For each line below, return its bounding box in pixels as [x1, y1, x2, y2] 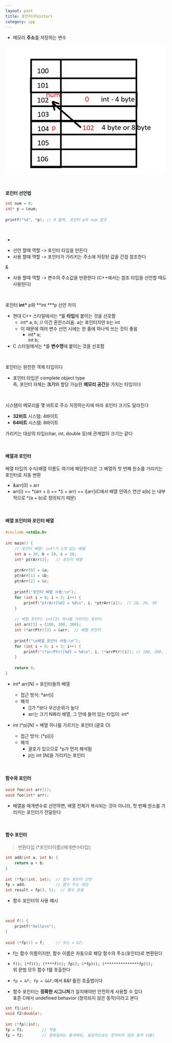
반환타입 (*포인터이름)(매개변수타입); [17, 844, 92, 851]
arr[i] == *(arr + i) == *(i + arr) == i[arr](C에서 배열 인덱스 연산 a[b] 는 [12, 489, 156, 495]
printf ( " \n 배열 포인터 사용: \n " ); [14, 638, 81, 643]
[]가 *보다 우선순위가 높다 [28, 705, 79, 711]
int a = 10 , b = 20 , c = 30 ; [14, 551, 77, 556]
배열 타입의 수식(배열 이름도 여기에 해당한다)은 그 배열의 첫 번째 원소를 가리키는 [5, 465, 163, 472]
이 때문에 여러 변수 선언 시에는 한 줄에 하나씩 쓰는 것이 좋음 [20, 326, 138, 332]
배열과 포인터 [5, 453, 32, 459]
